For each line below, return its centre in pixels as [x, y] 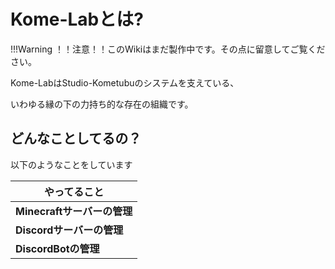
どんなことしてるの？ [76, 138]
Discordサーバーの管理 [69, 230]
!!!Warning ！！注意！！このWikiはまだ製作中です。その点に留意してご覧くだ [168, 49]
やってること [74, 192]
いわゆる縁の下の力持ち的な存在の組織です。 [102, 104]
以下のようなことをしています [71, 164]
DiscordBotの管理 [57, 248]
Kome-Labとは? [77, 19]
